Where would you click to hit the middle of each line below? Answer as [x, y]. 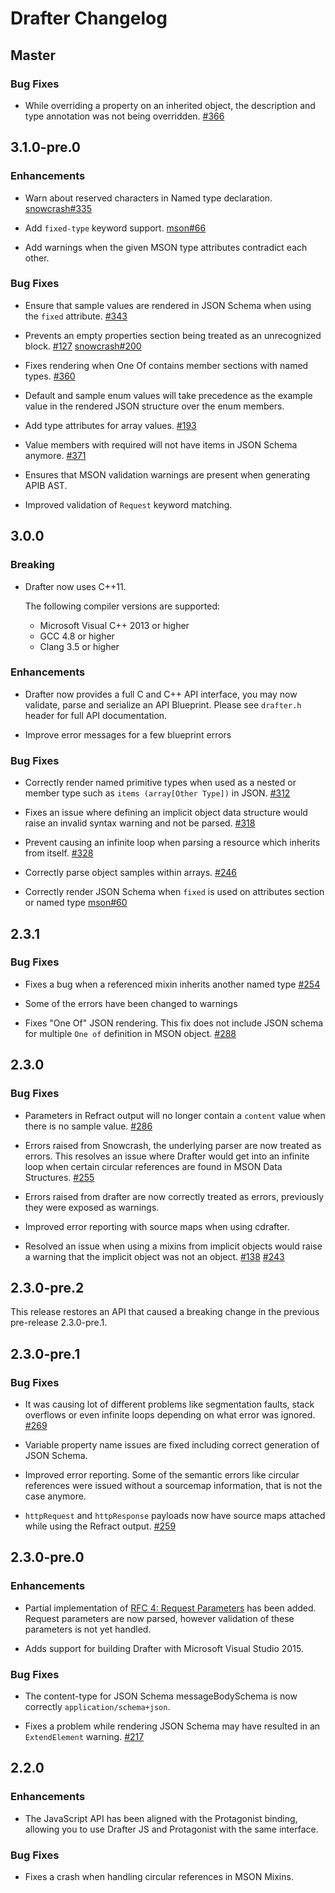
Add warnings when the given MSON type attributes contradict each [166, 247]
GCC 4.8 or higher [77, 636]
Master [33, 55]
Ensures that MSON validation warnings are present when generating [167, 474]
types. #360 [50, 376]
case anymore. [55, 1496]
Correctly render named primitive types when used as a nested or [160, 783]
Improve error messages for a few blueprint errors [128, 734]
